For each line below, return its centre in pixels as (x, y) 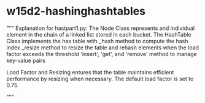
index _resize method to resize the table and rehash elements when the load (103, 48)
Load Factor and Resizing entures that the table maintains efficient (90, 72)
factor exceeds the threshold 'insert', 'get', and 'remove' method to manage (102, 54)
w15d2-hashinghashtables (76, 11)
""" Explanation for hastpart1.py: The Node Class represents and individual (101, 28)
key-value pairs (26, 60)
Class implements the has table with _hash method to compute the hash (97, 41)
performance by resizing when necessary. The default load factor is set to (100, 79)
